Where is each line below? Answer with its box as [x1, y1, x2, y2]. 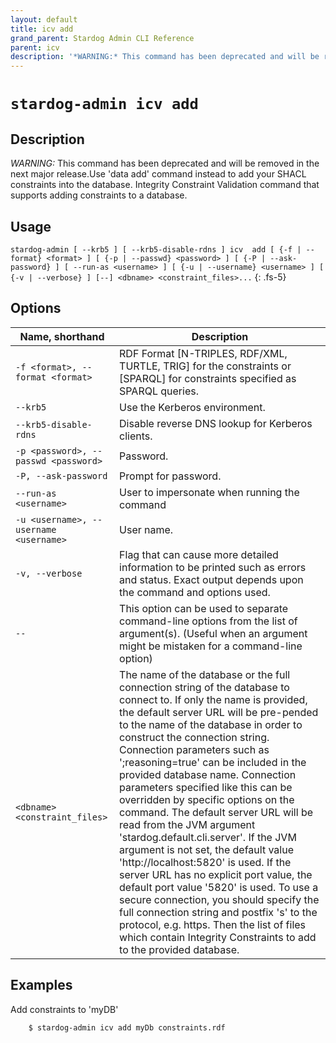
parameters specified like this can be [119, 780, 293, 794]
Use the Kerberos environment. [119, 400, 266, 414]
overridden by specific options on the [119, 792, 295, 806]
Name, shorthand [19, 329, 105, 343]
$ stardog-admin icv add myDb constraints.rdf [28, 1022, 226, 1033]
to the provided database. [119, 942, 240, 956]
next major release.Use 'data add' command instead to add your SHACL [10, 168, 307, 180]
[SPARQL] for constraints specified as [119, 371, 297, 385]
